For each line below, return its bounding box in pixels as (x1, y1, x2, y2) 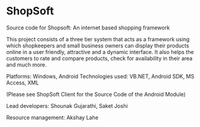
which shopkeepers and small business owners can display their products (6, 42, 189, 49)
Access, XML (6, 79, 39, 86)
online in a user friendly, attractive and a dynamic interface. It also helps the (6, 48, 194, 55)
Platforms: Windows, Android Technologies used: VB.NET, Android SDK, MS (6, 72, 195, 80)
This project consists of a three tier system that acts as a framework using (6, 35, 190, 43)
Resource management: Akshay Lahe (6, 114, 99, 121)
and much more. (6, 61, 47, 68)
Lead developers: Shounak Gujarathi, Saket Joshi (6, 102, 128, 109)
